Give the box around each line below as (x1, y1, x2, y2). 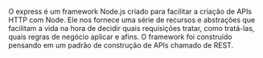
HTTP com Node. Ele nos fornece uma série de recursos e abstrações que (8, 15, 256, 25)
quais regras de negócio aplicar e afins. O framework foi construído (8, 32, 232, 41)
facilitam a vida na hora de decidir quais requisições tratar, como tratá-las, (8, 24, 255, 33)
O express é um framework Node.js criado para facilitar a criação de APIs (8, 7, 252, 16)
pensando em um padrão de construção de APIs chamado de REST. (8, 41, 234, 50)
